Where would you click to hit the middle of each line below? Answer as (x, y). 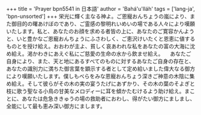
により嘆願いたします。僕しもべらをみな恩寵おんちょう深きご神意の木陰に (98, 76)
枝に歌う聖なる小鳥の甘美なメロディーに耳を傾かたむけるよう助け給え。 (95, 91)
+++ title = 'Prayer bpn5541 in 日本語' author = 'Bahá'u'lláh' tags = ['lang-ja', (100, 9)
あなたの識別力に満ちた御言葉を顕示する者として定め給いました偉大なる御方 (101, 69)
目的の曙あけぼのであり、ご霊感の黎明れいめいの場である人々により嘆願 (106, 24)
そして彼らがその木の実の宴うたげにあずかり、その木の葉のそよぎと (111, 84)
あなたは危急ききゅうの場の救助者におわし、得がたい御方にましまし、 (109, 99)
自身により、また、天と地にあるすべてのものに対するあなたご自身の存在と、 (100, 61)
